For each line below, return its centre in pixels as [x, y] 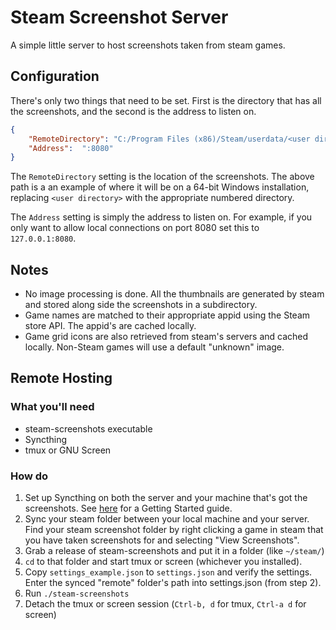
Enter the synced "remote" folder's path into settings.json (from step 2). [173, 583]
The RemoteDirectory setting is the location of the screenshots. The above [162, 177]
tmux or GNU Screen [68, 450]
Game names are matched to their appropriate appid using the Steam [167, 315]
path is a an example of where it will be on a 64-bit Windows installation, [160, 187]
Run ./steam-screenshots [77, 593]
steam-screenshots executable [88, 428]
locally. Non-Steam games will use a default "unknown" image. [154, 347]
